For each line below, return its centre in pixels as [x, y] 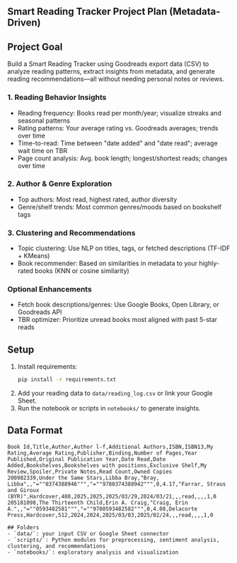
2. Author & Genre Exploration [60, 184]
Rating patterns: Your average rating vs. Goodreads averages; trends [118, 128]
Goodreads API [40, 312]
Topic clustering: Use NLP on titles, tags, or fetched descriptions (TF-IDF [124, 248]
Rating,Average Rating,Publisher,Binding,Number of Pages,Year [103, 453]
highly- [209, 263]
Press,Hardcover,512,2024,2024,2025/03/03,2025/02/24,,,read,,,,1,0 [110, 515]
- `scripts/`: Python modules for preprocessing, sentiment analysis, [114, 540]
